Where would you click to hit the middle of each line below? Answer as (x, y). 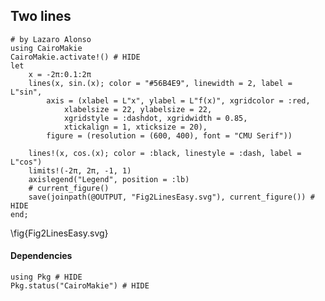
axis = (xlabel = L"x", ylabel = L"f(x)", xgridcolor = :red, (178, 100)
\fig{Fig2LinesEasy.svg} (59, 233)
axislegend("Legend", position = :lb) (109, 179)
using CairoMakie (46, 48)
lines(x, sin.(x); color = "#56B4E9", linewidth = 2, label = (160, 83)
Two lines (41, 16)
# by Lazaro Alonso (51, 39)
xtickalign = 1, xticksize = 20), (135, 127)
